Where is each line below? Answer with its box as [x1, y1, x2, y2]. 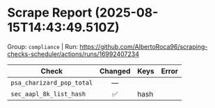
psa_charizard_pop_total [10, 78, 93, 87]
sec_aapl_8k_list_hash [10, 90, 86, 98]
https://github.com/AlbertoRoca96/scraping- [79, 42, 208, 51]
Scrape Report [7, 5, 93, 21]
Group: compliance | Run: [7, 42, 79, 51]
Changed [99, 66, 131, 75]
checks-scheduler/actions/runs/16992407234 [7, 50, 140, 58]
